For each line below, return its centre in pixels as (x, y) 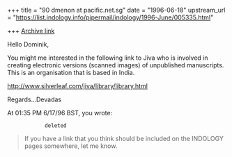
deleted (56, 126)
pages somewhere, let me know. (71, 146)
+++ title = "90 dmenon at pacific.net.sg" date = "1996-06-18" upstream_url (116, 10)
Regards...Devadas (34, 99)
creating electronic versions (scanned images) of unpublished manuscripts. (116, 65)
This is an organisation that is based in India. (71, 73)
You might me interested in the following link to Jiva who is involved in (108, 58)
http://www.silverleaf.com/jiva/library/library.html (78, 86)
